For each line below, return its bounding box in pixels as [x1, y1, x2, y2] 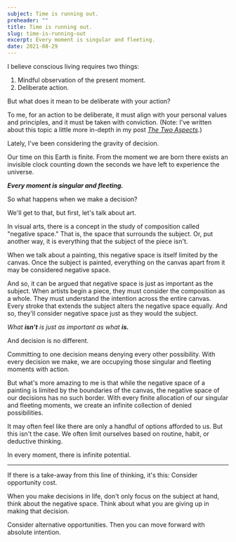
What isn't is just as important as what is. [7, 323, 129, 331]
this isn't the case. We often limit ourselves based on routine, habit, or [7, 430, 209, 438]
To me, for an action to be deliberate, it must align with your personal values [7, 110, 228, 119]
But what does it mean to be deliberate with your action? [7, 97, 171, 105]
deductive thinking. [7, 437, 63, 445]
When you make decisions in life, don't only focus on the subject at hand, [7, 492, 220, 500]
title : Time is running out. [7, 23, 93, 30]
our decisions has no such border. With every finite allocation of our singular [7, 394, 228, 401]
